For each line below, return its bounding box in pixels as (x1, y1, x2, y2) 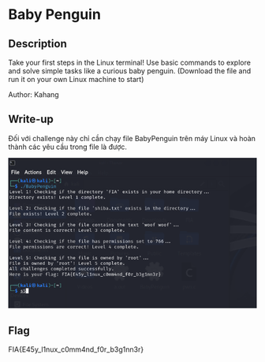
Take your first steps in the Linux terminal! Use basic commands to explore (8, 58, 251, 67)
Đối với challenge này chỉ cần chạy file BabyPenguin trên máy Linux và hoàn (8, 133, 256, 143)
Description (8, 37, 67, 50)
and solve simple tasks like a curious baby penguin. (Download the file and (8, 66, 251, 76)
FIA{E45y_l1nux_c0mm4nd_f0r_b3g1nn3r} (8, 345, 144, 354)
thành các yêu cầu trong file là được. (8, 142, 128, 151)
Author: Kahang (8, 90, 59, 99)
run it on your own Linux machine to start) (8, 75, 144, 84)
